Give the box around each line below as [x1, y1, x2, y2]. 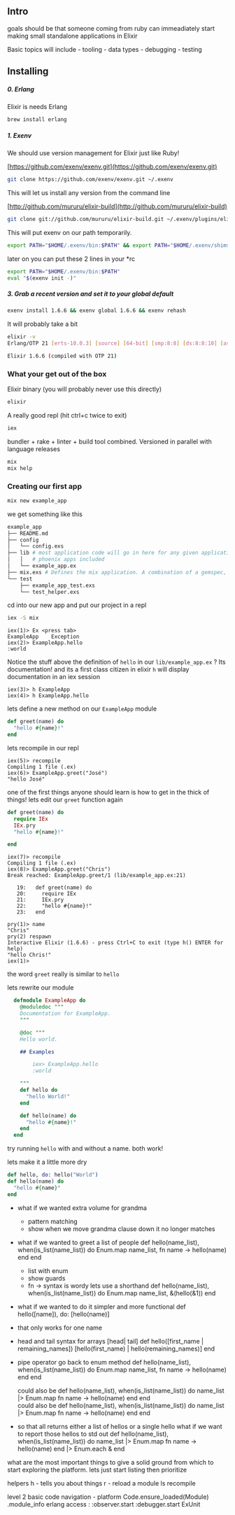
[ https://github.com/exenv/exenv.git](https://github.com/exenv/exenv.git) [7, 162, 218, 171]
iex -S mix [7, 615, 39, 622]
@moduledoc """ [20, 1004, 64, 1011]
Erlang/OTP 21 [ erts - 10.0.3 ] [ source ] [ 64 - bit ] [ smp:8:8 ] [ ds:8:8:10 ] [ [7, 340, 224, 347]
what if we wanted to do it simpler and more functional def [17, 1302, 187, 1311]
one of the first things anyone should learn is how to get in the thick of [7, 788, 210, 796]
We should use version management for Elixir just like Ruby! [7, 149, 180, 157]
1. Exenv [7, 131, 32, 139]
